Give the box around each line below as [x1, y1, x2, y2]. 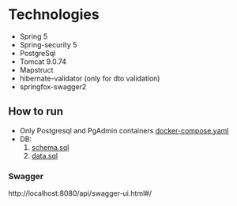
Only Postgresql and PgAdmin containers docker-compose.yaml [19, 125, 229, 135]
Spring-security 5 [19, 39, 77, 49]
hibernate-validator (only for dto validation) [19, 73, 160, 83]
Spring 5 [19, 32, 48, 41]
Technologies [8, 6, 100, 24]
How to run [8, 105, 64, 118]
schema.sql [31, 142, 70, 152]
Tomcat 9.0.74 [19, 57, 67, 66]
